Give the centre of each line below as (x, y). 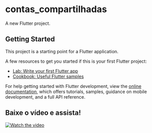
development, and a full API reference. (45, 97)
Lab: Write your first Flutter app (45, 71)
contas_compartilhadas (56, 9)
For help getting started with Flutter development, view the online (73, 86)
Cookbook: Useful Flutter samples (48, 76)
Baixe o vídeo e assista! (43, 113)
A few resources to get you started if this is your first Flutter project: (76, 61)
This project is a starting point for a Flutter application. (62, 51)
